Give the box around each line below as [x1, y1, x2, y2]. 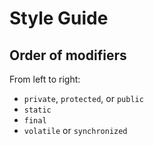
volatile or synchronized [23, 125, 128, 136]
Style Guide [9, 7, 109, 30]
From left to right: [9, 73, 81, 85]
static [23, 105, 52, 115]
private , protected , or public [23, 93, 144, 104]
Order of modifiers [9, 47, 127, 64]
